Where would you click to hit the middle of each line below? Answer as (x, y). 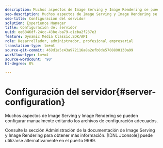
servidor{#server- (118, 92)
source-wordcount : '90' (29, 59)
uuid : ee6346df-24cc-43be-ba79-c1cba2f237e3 (51, 32)
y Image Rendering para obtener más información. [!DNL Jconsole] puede (79, 135)
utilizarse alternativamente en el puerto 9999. (50, 141)
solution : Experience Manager (36, 23)
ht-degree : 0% (19, 64)
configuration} (35, 102)
